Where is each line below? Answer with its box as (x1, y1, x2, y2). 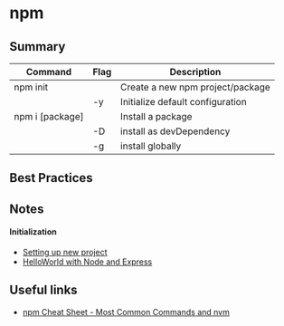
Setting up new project (22, 246, 108, 257)
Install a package (120, 110, 193, 122)
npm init (14, 81, 48, 93)
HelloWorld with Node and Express (22, 256, 153, 267)
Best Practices (9, 170, 93, 186)
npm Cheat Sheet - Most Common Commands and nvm (22, 306, 231, 317)
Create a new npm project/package (120, 81, 271, 93)
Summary (9, 39, 66, 54)
